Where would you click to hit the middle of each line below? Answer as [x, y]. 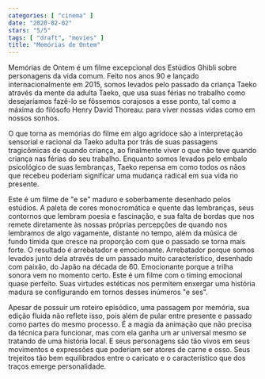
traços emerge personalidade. [57, 366]
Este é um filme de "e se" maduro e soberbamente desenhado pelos [119, 200]
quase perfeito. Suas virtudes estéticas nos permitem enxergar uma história [132, 284]
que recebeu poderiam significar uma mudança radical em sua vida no [123, 176]
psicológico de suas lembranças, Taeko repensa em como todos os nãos [127, 167]
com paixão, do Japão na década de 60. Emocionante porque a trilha [121, 267]
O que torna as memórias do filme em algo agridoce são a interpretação [126, 134]
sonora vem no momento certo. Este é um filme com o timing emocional [125, 275]
